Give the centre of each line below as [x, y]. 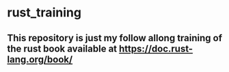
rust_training [44, 13]
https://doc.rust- [156, 48]
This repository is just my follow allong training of [115, 38]
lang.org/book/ [40, 59]
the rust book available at [62, 48]
